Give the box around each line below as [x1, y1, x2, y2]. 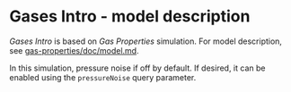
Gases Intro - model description [9, 6, 251, 27]
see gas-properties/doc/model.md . [9, 45, 139, 55]
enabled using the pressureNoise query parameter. [9, 71, 197, 82]
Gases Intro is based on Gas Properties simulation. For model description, [9, 36, 283, 46]
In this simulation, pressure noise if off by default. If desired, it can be [9, 63, 266, 73]
